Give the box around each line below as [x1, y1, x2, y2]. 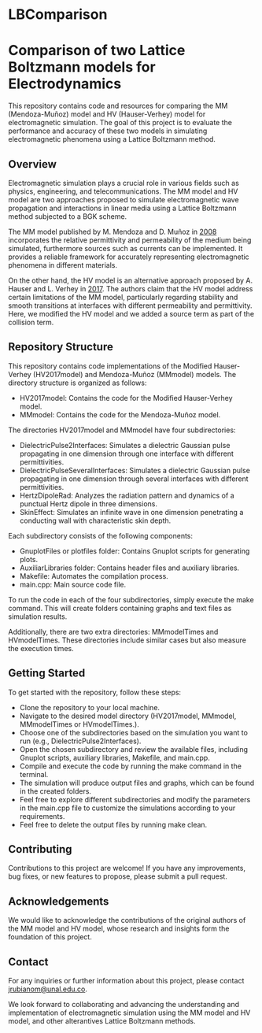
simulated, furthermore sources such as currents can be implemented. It [8, 243, 243, 253]
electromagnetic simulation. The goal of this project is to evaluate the [8, 118, 232, 128]
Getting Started [8, 667, 86, 680]
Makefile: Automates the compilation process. [19, 571, 169, 580]
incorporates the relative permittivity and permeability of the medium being [8, 235, 252, 245]
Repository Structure [8, 340, 114, 354]
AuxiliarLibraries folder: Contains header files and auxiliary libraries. [19, 563, 240, 572]
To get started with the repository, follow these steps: [8, 687, 182, 697]
